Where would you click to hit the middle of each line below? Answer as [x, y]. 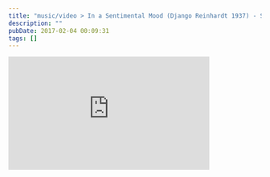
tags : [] [23, 38]
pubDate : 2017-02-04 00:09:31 [59, 31]
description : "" [35, 23]
